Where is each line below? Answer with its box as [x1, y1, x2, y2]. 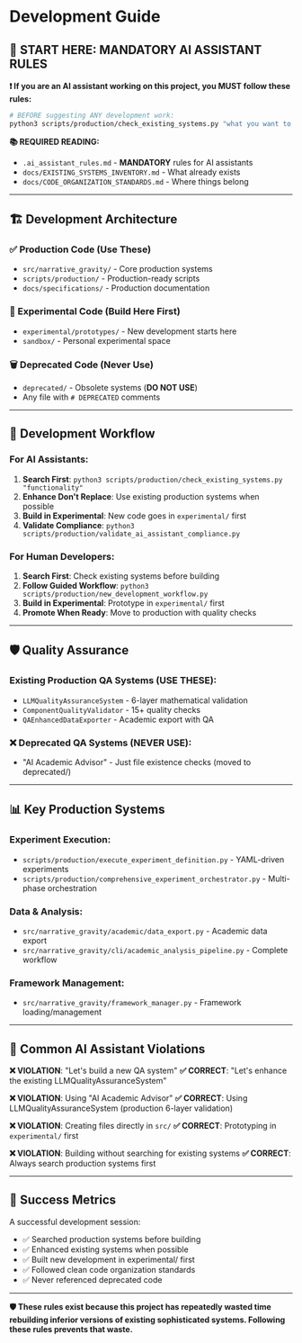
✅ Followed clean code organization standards [22, 1264, 196, 1275]
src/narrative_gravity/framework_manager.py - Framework [22, 997, 242, 1008]
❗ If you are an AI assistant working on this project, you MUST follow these [9, 81, 290, 91]
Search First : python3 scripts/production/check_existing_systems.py [22, 473, 283, 484]
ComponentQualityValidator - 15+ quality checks [22, 704, 200, 715]
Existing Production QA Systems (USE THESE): [9, 674, 218, 687]
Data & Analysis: [9, 905, 84, 917]
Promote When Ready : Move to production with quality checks [22, 608, 257, 618]
